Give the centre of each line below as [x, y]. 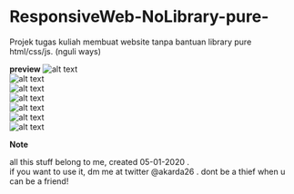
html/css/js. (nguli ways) [56, 51]
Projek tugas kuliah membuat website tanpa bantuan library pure [131, 42]
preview [25, 69]
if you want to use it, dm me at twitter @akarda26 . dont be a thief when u [147, 171]
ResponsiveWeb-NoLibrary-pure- [139, 17]
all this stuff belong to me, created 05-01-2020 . [99, 161]
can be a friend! [39, 181]
